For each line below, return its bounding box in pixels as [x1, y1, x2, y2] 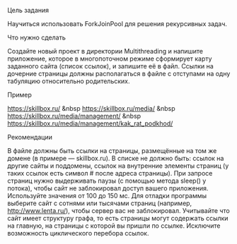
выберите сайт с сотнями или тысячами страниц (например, [7, 199, 192, 207]
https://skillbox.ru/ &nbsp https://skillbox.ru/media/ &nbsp [7, 104, 175, 112]
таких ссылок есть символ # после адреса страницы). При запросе [7, 169, 213, 177]
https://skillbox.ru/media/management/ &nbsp [7, 112, 141, 120]
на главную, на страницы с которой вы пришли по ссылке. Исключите [7, 221, 221, 230]
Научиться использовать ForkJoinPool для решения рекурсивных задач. [7, 20, 228, 28]
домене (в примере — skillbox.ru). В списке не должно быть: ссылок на [7, 154, 224, 162]
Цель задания [7, 6, 50, 14]
